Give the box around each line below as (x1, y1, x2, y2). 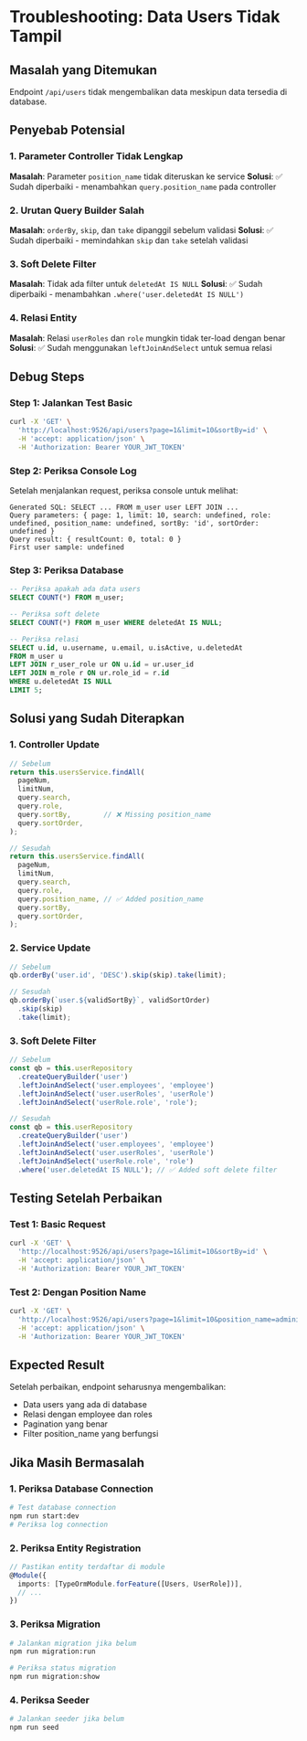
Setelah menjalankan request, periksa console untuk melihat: (9, 485, 238, 496)
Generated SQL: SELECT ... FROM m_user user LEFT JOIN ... (9, 503, 239, 513)
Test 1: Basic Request (9, 1217, 106, 1230)
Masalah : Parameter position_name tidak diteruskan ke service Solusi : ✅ (9, 171, 283, 182)
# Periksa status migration (9, 1663, 117, 1673)
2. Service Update (9, 941, 91, 954)
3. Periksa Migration (9, 1618, 101, 1630)
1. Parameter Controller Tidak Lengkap (9, 150, 184, 163)
